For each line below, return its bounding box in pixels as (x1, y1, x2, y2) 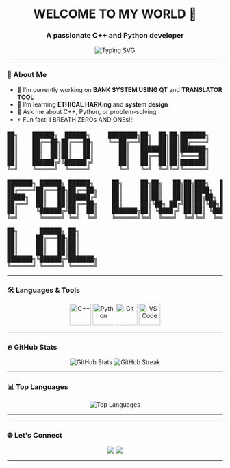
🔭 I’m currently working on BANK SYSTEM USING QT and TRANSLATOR (16, 85, 222, 93)
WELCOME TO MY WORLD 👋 (33, 6, 197, 22)
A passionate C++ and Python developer (46, 31, 184, 41)
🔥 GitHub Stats (7, 343, 57, 352)
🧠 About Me (7, 70, 47, 80)
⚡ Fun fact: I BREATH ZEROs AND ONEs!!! (16, 115, 135, 123)
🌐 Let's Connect (7, 430, 63, 440)
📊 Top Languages (7, 382, 68, 392)
